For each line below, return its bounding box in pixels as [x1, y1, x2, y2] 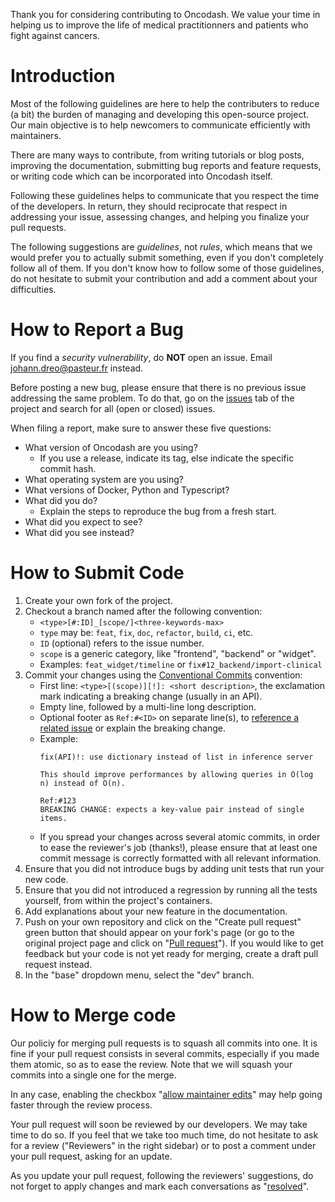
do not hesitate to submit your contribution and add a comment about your [10, 272, 318, 284]
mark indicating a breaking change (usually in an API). [39, 690, 263, 702]
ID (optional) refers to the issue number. [39, 637, 205, 649]
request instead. [24, 958, 93, 970]
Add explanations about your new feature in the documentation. [24, 905, 288, 917]
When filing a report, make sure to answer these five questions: [10, 422, 272, 434]
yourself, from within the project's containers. [24, 894, 213, 906]
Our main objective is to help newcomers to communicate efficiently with [10, 119, 311, 131]
